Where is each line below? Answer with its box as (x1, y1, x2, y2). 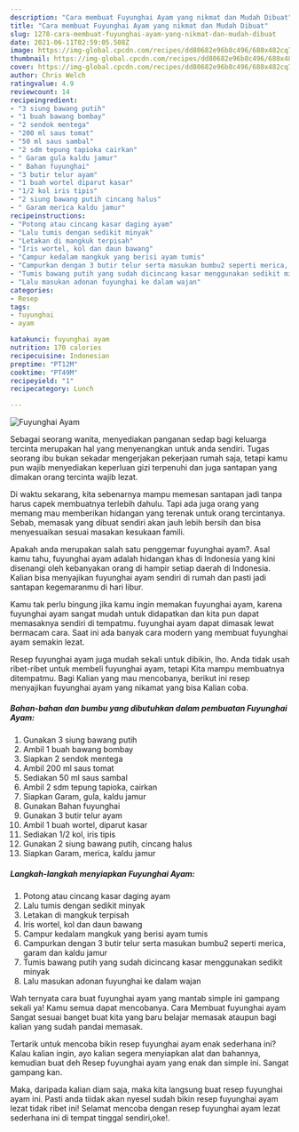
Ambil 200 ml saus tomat (22, 763, 114, 774)
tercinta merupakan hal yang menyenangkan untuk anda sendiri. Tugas (10, 444, 270, 454)
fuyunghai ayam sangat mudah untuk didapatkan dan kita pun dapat (10, 608, 260, 619)
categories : (10, 285, 54, 294)
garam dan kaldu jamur (22, 948, 108, 959)
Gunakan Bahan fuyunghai (22, 801, 121, 812)
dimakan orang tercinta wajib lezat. (10, 472, 138, 483)
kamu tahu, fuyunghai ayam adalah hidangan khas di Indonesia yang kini (10, 553, 276, 565)
